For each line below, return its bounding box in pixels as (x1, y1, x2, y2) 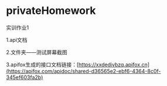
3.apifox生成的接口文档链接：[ (6, 61, 79, 68)
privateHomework (6, 4, 96, 17)
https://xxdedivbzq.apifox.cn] (78, 61, 150, 68)
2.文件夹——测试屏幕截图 (6, 48, 67, 56)
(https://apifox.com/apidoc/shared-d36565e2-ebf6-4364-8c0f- (6, 67, 161, 74)
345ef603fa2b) (6, 74, 43, 81)
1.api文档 (6, 36, 28, 43)
